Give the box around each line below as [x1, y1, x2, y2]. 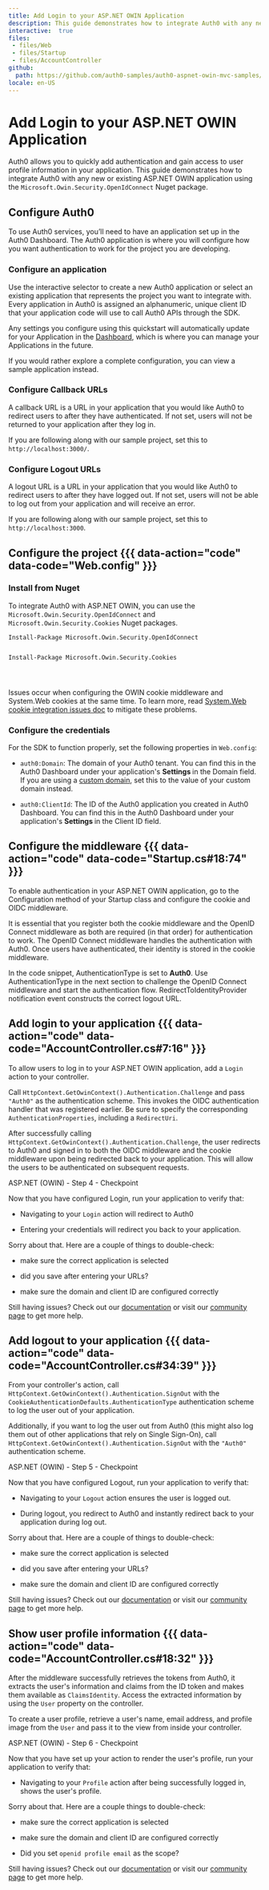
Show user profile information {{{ [8, 1626, 179, 1640]
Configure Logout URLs [8, 463, 102, 475]
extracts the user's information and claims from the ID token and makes [8, 1682, 244, 1691]
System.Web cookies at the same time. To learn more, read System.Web [8, 696, 247, 705]
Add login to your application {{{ [8, 1017, 173, 1031]
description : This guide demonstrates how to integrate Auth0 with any [8, 19, 252, 27]
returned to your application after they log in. [8, 419, 156, 429]
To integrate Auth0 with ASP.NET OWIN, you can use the [8, 600, 196, 610]
